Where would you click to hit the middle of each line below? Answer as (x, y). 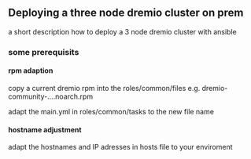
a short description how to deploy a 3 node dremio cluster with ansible (123, 31)
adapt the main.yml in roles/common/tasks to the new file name (111, 111)
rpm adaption (31, 70)
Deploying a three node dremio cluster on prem (126, 13)
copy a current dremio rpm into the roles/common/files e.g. (104, 88)
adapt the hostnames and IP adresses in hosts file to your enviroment (120, 147)
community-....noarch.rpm (50, 96)
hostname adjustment (45, 129)
